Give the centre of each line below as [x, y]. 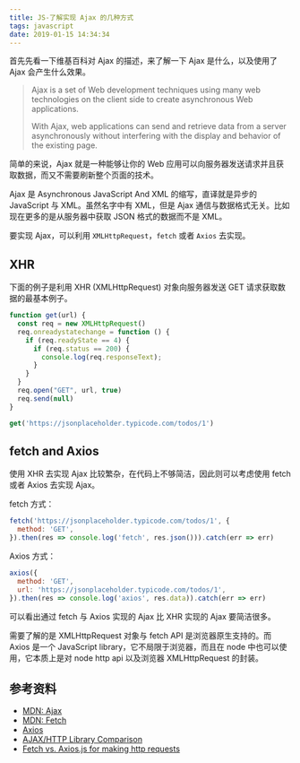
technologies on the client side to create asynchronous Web [142, 100]
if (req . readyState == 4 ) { [77, 340]
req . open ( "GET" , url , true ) [70, 391]
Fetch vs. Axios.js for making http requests [101, 749]
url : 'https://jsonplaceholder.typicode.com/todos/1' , [122, 590]
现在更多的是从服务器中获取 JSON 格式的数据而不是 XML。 [118, 217]
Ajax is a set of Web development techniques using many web [146, 90]
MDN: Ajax [42, 711]
